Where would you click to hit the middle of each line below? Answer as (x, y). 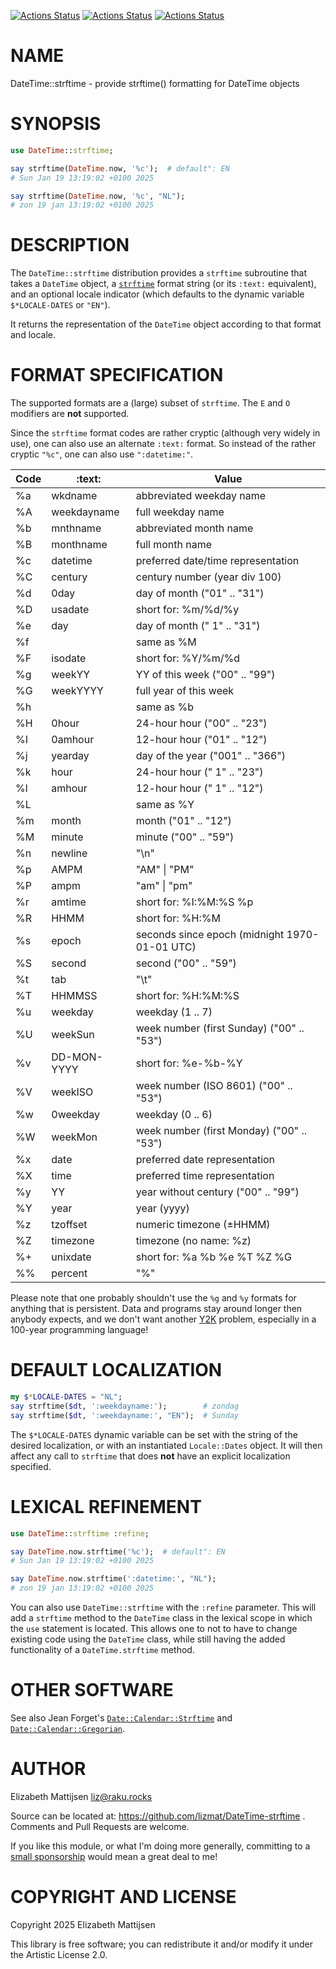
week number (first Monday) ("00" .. (221, 1131)
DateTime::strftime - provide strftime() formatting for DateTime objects (155, 83)
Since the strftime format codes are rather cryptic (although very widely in (165, 433)
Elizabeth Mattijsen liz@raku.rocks (81, 1796)
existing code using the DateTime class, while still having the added (148, 1639)
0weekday (76, 1115)
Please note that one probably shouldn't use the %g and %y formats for (153, 1298)
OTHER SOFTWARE (92, 1690)
